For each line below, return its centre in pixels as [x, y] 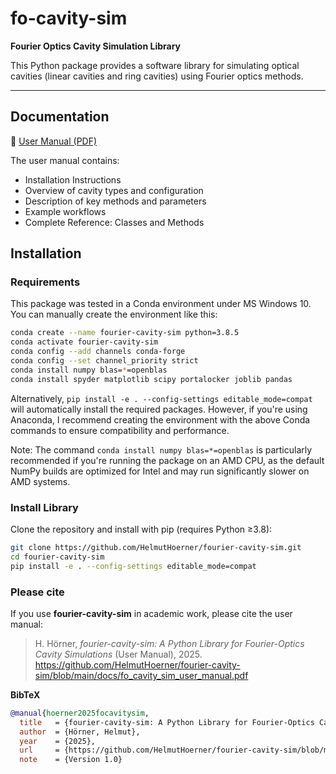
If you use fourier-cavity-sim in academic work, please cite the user [151, 613]
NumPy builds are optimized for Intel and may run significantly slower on [160, 471]
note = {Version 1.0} [71, 760]
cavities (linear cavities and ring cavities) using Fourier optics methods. [157, 76]
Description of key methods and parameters [115, 201]
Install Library [44, 507]
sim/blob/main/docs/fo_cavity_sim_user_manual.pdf [141, 675]
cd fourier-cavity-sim [57, 557]
